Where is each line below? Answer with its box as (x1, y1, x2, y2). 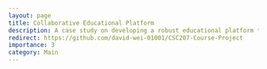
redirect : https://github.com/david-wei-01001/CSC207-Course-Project (8, 33, 244, 42)
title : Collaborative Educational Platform (8, 19, 155, 27)
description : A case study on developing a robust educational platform (8, 26, 254, 34)
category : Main (8, 48, 59, 56)
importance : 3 (8, 41, 56, 49)
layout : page (8, 11, 52, 20)
